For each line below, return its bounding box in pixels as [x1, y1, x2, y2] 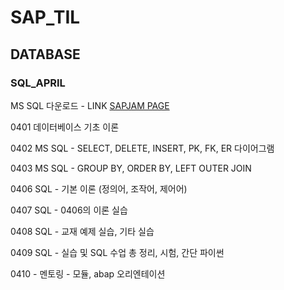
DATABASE [10, 46, 81, 63]
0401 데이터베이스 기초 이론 [10, 121, 120, 133]
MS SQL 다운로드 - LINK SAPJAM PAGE [10, 99, 170, 111]
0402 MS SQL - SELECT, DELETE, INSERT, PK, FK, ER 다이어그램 [10, 142, 275, 154]
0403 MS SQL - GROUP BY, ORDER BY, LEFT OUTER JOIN [10, 162, 252, 174]
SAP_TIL [10, 6, 81, 29]
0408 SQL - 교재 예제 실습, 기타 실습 [10, 225, 155, 237]
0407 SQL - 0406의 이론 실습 [10, 204, 128, 216]
